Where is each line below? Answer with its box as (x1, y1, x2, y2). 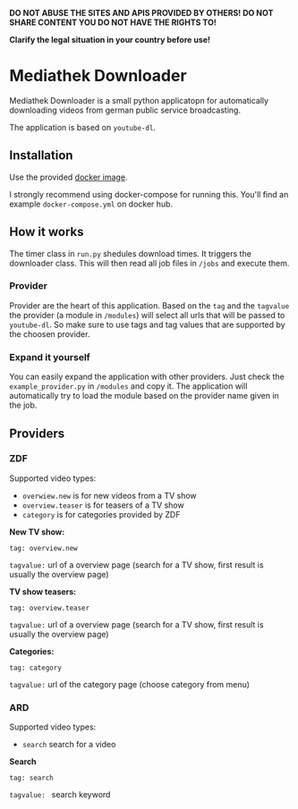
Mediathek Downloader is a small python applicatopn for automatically (9, 95, 269, 105)
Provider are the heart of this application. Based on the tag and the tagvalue (9, 299, 290, 311)
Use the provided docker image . (9, 172, 128, 182)
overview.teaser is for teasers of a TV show (21, 500, 185, 510)
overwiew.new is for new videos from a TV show (21, 490, 197, 501)
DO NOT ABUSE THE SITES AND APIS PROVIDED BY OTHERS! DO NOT (9, 8, 274, 18)
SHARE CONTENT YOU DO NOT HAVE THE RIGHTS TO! (9, 17, 217, 28)
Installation (9, 147, 73, 164)
